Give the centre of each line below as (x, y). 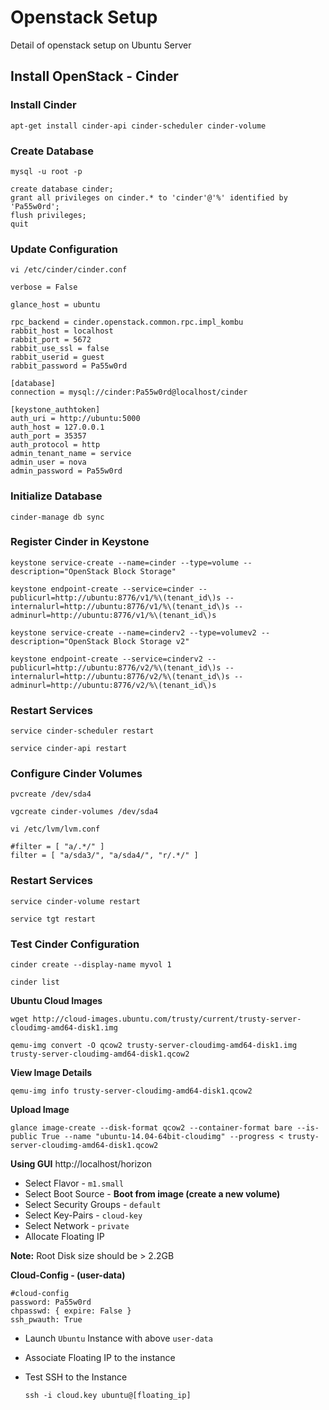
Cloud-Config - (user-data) (68, 1275)
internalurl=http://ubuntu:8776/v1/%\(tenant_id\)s (120, 606)
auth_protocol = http (55, 445)
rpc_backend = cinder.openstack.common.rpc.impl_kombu (127, 322)
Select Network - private (77, 1225)
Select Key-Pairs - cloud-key (83, 1215)
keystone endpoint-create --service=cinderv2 (106, 659)
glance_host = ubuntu (55, 305)
